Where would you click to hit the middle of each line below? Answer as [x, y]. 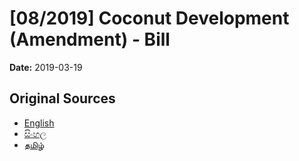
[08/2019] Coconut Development [149, 18]
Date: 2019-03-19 [46, 67]
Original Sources [62, 98]
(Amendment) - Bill [90, 39]
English [39, 123]
